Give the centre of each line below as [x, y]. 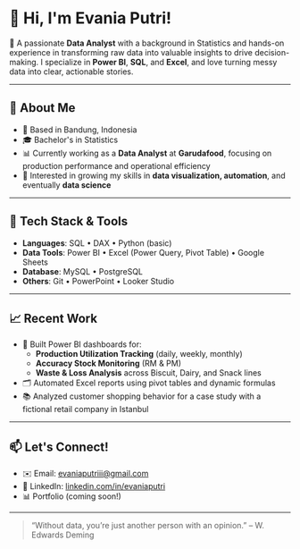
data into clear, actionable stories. [71, 72]
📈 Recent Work [54, 318]
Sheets [35, 262]
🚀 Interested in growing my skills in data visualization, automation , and [154, 175]
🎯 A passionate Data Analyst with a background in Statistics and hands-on [147, 43]
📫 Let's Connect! [59, 447]
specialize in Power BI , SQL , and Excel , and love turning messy [161, 62]
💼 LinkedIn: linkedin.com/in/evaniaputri [94, 486]
